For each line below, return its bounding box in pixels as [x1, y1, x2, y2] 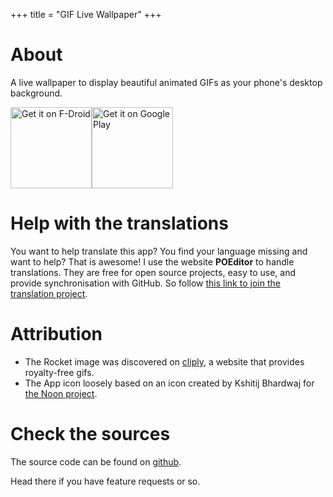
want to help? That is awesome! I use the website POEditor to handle [10, 255, 295, 268]
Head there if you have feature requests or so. [10, 475, 201, 487]
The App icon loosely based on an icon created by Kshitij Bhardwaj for [24, 377, 315, 389]
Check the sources [10, 423, 171, 445]
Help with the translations [10, 212, 229, 235]
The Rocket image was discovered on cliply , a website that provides [24, 355, 305, 368]
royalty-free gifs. [24, 366, 95, 378]
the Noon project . [24, 387, 98, 399]
